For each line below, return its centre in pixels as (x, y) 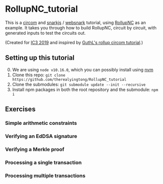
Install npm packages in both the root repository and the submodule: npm (85, 90)
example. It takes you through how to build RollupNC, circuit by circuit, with (81, 27)
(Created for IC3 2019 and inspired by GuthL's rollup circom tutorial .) (74, 42)
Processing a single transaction (43, 162)
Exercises (20, 109)
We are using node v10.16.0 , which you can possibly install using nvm (82, 69)
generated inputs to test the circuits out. (46, 33)
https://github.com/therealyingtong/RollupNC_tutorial (69, 79)
